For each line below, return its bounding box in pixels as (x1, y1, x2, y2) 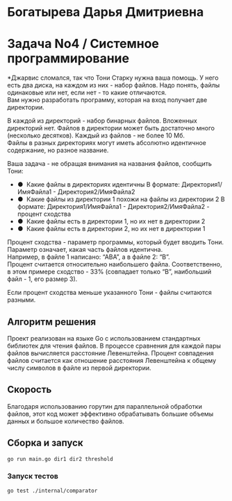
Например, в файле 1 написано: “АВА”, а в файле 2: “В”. (7, 253, 170, 261)
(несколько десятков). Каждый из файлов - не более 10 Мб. (7, 131, 185, 139)
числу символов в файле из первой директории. (7, 364, 151, 372)
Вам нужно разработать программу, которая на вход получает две (7, 96, 208, 104)
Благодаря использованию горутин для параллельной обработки (7, 402, 203, 410)
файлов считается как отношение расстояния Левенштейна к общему (7, 356, 217, 364)
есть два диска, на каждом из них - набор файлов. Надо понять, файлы (7, 81, 220, 90)
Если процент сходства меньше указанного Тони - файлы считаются (7, 289, 212, 297)
